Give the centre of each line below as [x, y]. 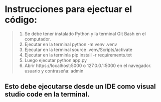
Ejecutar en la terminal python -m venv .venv [71, 44]
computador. [38, 39]
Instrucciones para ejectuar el [68, 9]
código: [21, 20]
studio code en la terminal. [47, 94]
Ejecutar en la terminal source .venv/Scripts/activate [78, 49]
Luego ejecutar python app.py [56, 60]
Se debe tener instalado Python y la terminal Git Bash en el [85, 33]
